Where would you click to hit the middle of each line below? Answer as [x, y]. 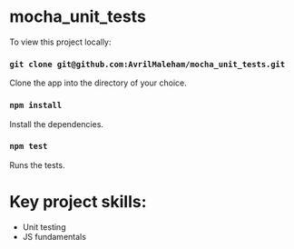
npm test [29, 146]
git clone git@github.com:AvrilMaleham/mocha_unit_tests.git [147, 64]
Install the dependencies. [57, 124]
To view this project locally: [60, 42]
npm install [36, 105]
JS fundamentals [54, 236]
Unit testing [44, 227]
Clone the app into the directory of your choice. [98, 83]
